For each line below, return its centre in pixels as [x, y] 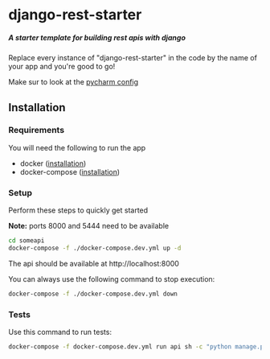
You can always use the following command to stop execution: [112, 279]
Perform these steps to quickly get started [78, 210]
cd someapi [27, 241]
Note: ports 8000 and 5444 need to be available [89, 226]
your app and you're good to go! [62, 67]
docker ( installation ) [53, 163]
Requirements [37, 130]
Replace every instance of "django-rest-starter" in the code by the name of [133, 58]
